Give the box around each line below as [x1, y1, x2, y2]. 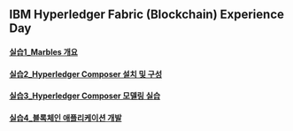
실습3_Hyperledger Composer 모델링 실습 [9, 90, 161, 101]
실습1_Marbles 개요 [9, 46, 78, 57]
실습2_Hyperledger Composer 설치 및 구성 [9, 68, 162, 79]
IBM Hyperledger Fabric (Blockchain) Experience [9, 7, 285, 22]
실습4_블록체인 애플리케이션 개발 [9, 112, 122, 123]
